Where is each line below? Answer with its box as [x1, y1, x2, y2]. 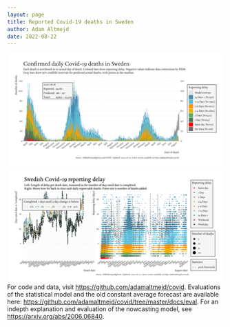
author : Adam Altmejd [7, 26, 70, 32]
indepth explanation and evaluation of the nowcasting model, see [7, 304, 192, 313]
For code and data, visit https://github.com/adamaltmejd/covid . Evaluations [7, 283, 221, 291]
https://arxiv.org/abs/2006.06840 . [7, 312, 105, 320]
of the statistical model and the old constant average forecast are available [7, 290, 219, 298]
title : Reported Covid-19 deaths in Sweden [7, 18, 134, 26]
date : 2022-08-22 [7, 33, 57, 40]
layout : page [7, 11, 45, 18]
